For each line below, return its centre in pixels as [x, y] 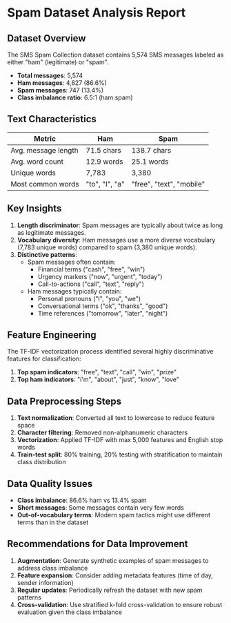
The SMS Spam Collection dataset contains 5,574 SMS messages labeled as [115, 55]
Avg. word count [37, 162]
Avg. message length [44, 150]
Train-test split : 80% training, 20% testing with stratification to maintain [120, 454]
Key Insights [34, 209]
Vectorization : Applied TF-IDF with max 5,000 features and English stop [120, 440]
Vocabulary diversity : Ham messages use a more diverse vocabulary [116, 240]
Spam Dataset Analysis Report [97, 13]
